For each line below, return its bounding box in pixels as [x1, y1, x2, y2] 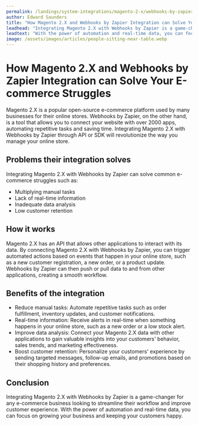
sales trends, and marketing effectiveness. [14, 342, 118, 349]
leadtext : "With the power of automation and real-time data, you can [6, 31, 183, 37]
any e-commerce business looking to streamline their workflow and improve [6, 400, 192, 407]
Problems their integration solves [6, 155, 131, 165]
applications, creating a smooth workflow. [6, 271, 108, 278]
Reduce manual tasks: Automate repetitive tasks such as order [14, 304, 167, 311]
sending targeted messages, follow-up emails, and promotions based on [14, 354, 191, 361]
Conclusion [6, 378, 49, 388]
